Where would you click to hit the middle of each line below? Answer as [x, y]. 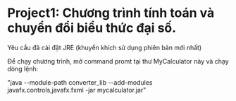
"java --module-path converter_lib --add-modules [80, 82]
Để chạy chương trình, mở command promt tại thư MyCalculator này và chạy [118, 61]
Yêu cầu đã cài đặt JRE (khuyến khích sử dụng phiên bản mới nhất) [105, 47]
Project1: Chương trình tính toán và [111, 13]
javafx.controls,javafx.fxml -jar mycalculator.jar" [77, 90]
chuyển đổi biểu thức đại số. [92, 28]
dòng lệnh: [23, 69]
